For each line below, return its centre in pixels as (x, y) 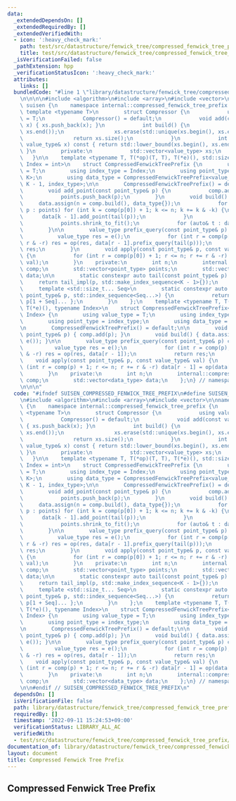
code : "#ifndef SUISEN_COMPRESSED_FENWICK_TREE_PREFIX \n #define (110, 393)
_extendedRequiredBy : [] (50, 27)
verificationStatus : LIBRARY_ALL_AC (67, 727)
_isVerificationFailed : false (58, 60)
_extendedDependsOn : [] (48, 20)
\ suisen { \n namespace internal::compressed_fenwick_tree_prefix (124, 106)
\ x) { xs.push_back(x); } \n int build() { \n (105, 125)
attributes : (31, 79)
